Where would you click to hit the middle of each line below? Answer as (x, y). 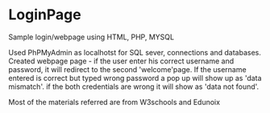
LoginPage (45, 15)
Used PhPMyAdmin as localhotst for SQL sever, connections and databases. (135, 52)
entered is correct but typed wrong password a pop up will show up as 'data (135, 78)
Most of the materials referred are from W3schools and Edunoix (114, 102)
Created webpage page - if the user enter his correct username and (121, 61)
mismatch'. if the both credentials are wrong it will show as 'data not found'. (134, 87)
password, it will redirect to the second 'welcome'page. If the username (128, 69)
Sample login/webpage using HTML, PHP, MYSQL (91, 37)
